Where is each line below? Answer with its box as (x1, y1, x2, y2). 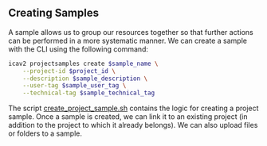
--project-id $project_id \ (22, 67, 116, 75)
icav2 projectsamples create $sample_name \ (8, 60, 159, 67)
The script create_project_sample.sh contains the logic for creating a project (8, 103, 259, 113)
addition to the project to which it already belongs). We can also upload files (8, 121, 258, 130)
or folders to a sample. (8, 129, 82, 138)
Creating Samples (8, 6, 100, 20)
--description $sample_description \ (22, 75, 148, 83)
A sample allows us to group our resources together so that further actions (8, 27, 253, 36)
